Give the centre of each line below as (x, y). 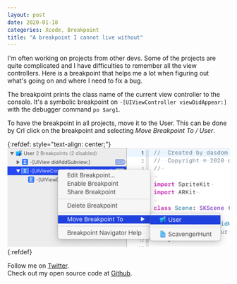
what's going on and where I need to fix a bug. (75, 81)
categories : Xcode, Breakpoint (53, 30)
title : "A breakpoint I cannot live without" (75, 37)
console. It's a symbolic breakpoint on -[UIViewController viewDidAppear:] (117, 102)
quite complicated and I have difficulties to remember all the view (102, 66)
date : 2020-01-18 (33, 22)
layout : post (26, 15)
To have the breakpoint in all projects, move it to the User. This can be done (117, 123)
